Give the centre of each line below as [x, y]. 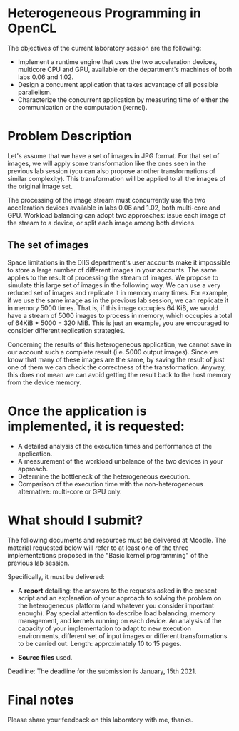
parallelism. [35, 92]
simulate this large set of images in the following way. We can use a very [114, 285]
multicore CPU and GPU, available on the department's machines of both [125, 69]
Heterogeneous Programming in [105, 13]
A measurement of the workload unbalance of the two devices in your [120, 461]
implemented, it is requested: [96, 426]
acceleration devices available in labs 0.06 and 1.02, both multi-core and [114, 208]
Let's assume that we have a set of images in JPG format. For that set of [113, 155]
